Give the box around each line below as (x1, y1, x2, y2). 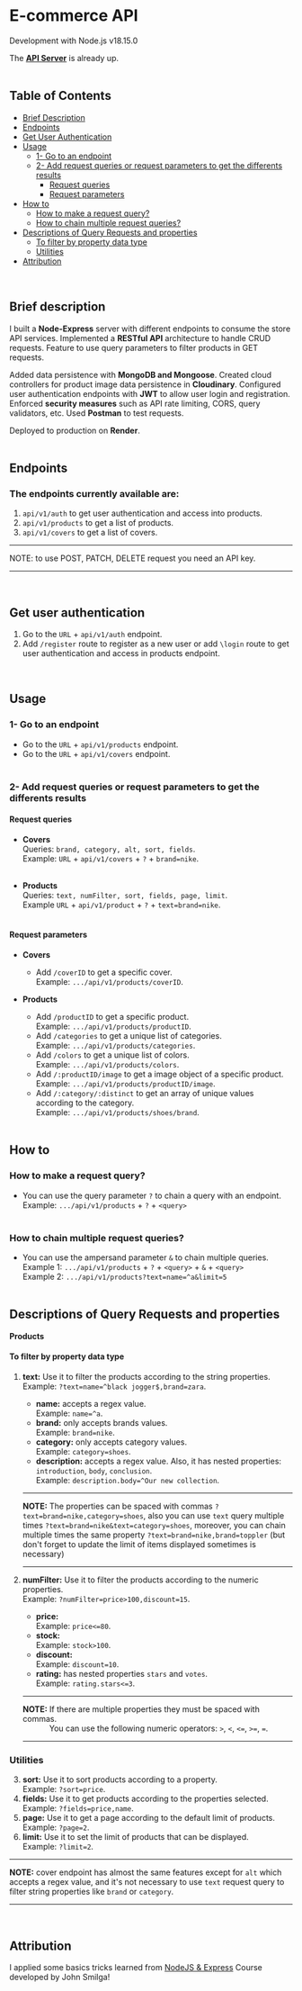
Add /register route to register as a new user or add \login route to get (22, 638, 289, 649)
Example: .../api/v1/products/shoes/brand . (35, 1107, 200, 1118)
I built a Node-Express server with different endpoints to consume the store (9, 323, 291, 334)
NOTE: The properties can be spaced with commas (22, 1500, 213, 1512)
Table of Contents (9, 88, 112, 104)
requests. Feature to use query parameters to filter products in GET (9, 342, 259, 353)
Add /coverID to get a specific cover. (35, 967, 173, 977)
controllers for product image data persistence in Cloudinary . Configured (9, 379, 281, 390)
